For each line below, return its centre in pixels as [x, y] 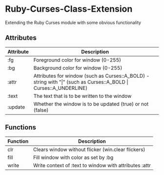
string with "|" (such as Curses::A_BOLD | [81, 82]
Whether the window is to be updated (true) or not [91, 104]
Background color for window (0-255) [78, 68]
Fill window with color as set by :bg [73, 157]
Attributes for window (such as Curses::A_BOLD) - [92, 76]
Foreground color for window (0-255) [77, 60]
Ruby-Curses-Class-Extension [69, 9]
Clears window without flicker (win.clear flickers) [89, 149]
